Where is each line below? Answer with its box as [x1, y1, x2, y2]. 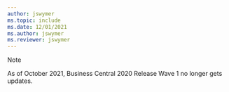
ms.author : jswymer [7, 29, 64, 37]
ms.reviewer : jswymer [7, 37, 71, 44]
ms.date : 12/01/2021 [7, 23, 68, 30]
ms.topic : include [7, 17, 61, 24]
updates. [7, 77, 33, 85]
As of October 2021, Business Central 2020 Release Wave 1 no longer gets [7, 70, 223, 78]
